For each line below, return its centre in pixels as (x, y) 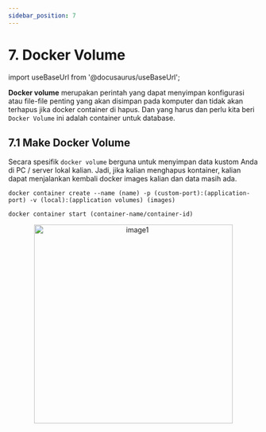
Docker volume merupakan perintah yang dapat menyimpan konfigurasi (126, 92)
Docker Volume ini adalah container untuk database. (92, 118)
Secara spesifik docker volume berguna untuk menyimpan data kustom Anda (133, 162)
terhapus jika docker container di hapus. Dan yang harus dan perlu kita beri (132, 109)
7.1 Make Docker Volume (69, 143)
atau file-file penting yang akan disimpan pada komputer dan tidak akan (126, 101)
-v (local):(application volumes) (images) (102, 200)
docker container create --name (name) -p (79, 193)
